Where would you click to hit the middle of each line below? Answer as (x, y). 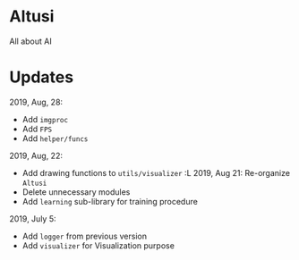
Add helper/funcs (55, 138)
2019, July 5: (33, 218)
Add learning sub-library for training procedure (110, 201)
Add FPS (37, 129)
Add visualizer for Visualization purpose (98, 245)
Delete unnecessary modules (76, 192)
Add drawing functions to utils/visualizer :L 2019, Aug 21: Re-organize (156, 172)
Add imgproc (45, 119)
